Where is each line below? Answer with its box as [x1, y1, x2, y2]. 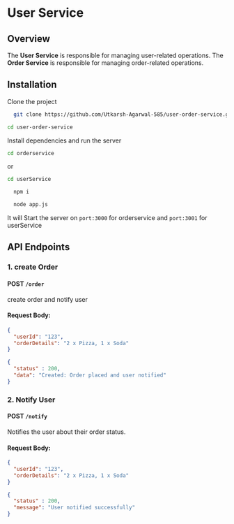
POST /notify [7, 412, 47, 421]
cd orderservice [7, 150, 54, 157]
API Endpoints [7, 241, 70, 253]
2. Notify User [7, 395, 56, 405]
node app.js [13, 201, 49, 208]
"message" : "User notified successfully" [13, 504, 136, 511]
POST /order [7, 279, 45, 288]
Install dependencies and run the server [7, 136, 122, 145]
